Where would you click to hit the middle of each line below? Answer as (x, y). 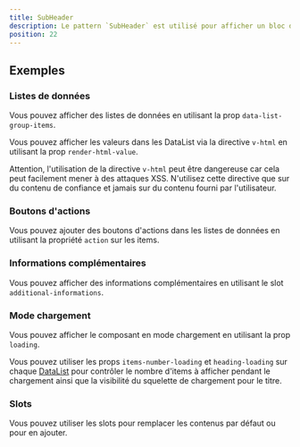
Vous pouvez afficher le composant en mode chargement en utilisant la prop (150, 334)
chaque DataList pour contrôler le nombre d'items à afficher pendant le (140, 371)
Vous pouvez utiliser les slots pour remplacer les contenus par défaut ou (142, 423)
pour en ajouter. (38, 433)
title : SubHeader (42, 17)
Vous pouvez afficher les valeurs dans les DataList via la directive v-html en (149, 142)
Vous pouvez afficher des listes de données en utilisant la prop (125, 115)
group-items (31, 126)
